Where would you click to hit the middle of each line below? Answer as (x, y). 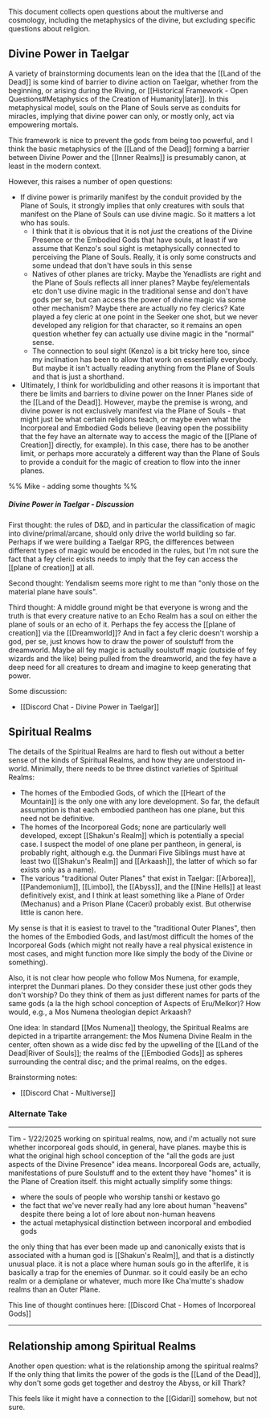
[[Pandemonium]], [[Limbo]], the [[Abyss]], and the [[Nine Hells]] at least (140, 886)
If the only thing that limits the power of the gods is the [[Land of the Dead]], (135, 1374)
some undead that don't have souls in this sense (112, 265)
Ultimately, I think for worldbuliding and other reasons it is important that (140, 384)
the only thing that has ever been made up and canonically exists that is (127, 1247)
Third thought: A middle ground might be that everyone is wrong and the (128, 607)
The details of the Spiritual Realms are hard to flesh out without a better (127, 751)
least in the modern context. (55, 166)
